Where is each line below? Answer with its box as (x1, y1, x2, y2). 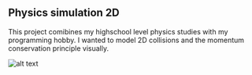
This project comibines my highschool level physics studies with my (8, 27, 228, 36)
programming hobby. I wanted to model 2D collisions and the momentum (8, 35, 245, 45)
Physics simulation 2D (8, 6, 120, 20)
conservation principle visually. (8, 43, 109, 53)
